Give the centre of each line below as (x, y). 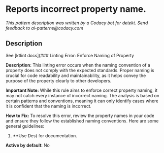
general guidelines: (25, 126)
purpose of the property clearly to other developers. (59, 80)
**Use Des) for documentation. (45, 135)
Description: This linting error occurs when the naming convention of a (78, 65)
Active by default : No (28, 145)
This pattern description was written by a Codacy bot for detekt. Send (77, 23)
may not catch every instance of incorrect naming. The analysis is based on (82, 95)
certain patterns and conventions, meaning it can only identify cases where (82, 101)
